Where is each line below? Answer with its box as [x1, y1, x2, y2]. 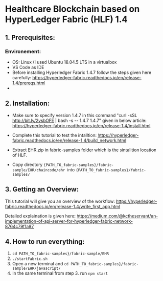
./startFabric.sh [12, 257, 48, 261]
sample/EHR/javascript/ [12, 266, 61, 271]
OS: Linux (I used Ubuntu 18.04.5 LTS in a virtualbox [12, 59, 117, 65]
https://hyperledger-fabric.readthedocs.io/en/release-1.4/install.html [12, 122, 151, 128]
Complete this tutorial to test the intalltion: [12, 132, 97, 138]
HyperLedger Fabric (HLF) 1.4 [5, 14, 128, 25]
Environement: [5, 48, 41, 55]
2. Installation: [5, 99, 50, 108]
